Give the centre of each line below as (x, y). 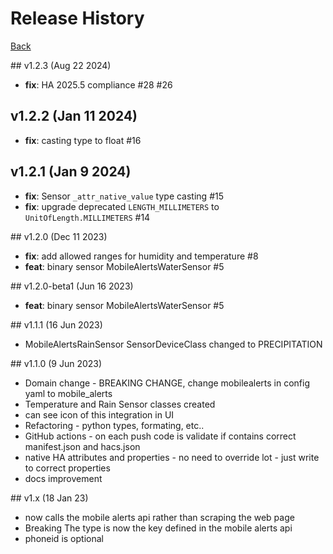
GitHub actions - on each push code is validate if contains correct (160, 436)
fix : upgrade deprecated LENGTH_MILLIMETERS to (122, 206)
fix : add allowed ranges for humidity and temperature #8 (141, 256)
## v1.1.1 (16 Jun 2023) (56, 324)
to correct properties (67, 468)
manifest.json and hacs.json (82, 446)
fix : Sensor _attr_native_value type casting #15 (124, 196)
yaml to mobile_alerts (68, 393)
